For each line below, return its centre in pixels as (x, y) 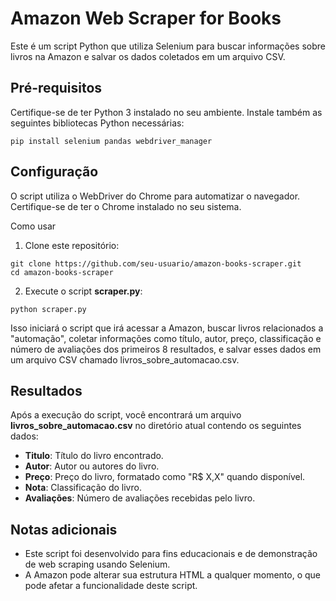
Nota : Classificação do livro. (83, 488)
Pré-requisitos (56, 88)
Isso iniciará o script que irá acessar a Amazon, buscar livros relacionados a (167, 328)
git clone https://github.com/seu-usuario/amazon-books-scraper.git (156, 263)
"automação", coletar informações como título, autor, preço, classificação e (166, 338)
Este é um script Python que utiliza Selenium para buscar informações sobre (168, 46)
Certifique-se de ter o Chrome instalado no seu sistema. (126, 206)
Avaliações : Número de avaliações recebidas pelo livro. (140, 498)
